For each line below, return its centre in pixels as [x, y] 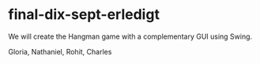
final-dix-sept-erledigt [84, 15]
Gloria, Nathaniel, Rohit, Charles [60, 51]
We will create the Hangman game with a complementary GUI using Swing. [130, 36]
